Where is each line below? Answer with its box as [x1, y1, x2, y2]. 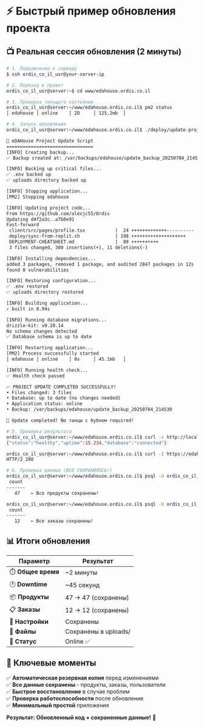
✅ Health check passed [6, 372, 65, 379]
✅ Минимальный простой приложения [6, 701, 109, 709]
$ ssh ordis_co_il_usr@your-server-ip [6, 71, 104, 77]
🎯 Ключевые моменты [6, 658, 97, 668]
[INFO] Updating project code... [6, 205, 91, 211]
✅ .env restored [6, 283, 49, 289]
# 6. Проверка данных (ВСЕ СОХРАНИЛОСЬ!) [6, 467, 113, 473]
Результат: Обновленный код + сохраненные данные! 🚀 [6, 714, 157, 721]
